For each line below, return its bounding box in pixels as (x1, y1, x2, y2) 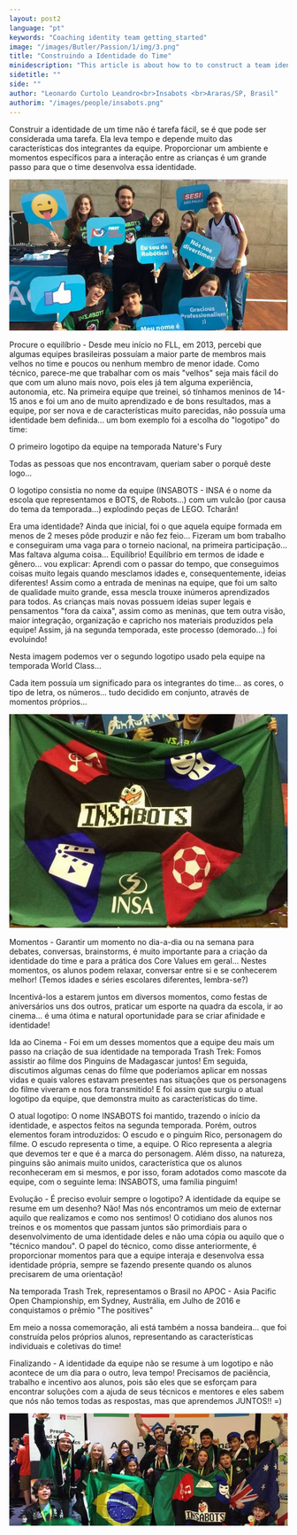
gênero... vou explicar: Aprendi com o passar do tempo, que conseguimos (9, 558, 280, 569)
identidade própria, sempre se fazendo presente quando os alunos (9, 1260, 252, 1270)
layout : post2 (9, 14, 62, 23)
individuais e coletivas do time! (9, 1341, 122, 1352)
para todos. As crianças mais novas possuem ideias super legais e (9, 596, 252, 607)
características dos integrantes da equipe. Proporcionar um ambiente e (9, 143, 269, 153)
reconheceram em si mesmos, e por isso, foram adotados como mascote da (9, 1167, 287, 1178)
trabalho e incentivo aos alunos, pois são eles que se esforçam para (9, 1377, 257, 1388)
